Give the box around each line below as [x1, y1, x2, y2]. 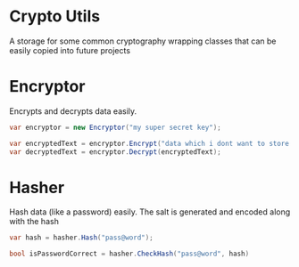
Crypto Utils [9, 6, 101, 27]
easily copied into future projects [9, 44, 131, 55]
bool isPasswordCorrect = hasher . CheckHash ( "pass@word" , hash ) [9, 249, 250, 259]
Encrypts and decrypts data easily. [9, 105, 137, 117]
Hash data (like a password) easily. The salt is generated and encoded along [9, 206, 291, 217]
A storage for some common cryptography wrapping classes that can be [9, 36, 277, 46]
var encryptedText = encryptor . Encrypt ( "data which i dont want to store [9, 139, 290, 148]
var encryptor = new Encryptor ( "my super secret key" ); [9, 123, 221, 132]
